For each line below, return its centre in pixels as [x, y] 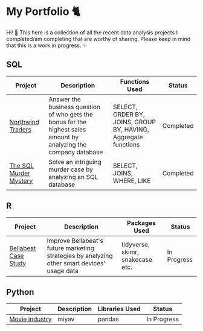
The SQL [22, 165]
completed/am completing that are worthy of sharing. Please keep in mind [98, 39]
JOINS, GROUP [134, 122]
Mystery [21, 180]
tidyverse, [136, 244]
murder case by [71, 169]
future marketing [71, 248]
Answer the [65, 99]
